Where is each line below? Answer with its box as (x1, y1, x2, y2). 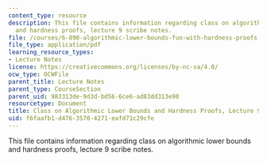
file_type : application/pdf (8, 41, 102, 49)
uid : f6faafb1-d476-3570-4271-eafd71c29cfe (8, 115, 155, 122)
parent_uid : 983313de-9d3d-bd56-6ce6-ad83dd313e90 (8, 92, 180, 100)
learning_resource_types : (8, 48, 94, 56)
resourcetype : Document (8, 100, 87, 107)
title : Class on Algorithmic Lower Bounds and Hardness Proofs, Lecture (8, 107, 254, 115)
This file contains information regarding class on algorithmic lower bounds (8, 136, 252, 145)
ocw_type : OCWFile (8, 70, 69, 78)
